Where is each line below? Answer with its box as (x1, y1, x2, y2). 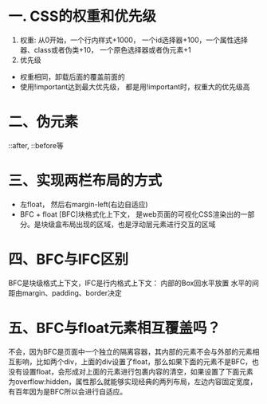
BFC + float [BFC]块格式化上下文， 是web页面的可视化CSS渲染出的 (19, 209, 241, 219)
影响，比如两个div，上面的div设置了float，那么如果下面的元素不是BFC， (14, 356, 253, 367)
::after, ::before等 (8, 140, 64, 150)
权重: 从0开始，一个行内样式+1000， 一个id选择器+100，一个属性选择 (19, 35, 249, 45)
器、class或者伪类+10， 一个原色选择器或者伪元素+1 (19, 45, 191, 54)
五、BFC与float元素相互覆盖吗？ (8, 319, 222, 337)
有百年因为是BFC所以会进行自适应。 (8, 386, 128, 396)
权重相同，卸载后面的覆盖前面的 (19, 72, 125, 81)
